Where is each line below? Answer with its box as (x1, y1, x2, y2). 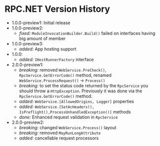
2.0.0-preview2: (11, 119, 45, 125)
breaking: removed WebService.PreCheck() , (19, 67, 107, 73)
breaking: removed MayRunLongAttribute (19, 130, 101, 136)
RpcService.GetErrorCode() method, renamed (19, 72, 112, 78)
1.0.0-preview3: (11, 40, 44, 46)
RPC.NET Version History (4, 3, 110, 15)
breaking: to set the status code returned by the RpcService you (19, 82, 149, 88)
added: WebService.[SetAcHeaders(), (19, 104, 95, 109)
